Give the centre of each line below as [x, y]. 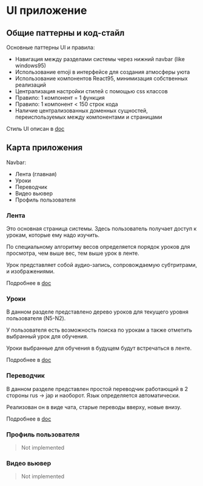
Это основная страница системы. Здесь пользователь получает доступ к [101, 229]
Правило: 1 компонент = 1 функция [60, 98]
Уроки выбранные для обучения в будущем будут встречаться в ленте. [99, 348]
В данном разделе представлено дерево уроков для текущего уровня [98, 312]
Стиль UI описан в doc [35, 129]
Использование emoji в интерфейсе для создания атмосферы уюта [102, 72]
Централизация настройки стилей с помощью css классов [91, 91]
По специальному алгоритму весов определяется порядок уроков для [98, 247]
